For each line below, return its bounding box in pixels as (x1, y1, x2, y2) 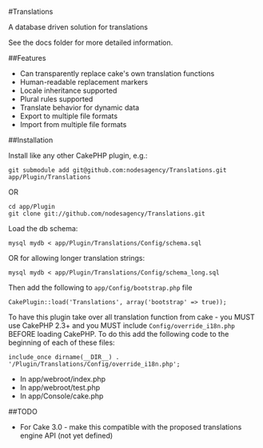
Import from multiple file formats (19, 120, 127, 129)
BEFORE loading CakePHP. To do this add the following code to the (8, 330, 229, 338)
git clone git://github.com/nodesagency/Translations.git (8, 210, 205, 218)
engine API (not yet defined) (19, 431, 114, 440)
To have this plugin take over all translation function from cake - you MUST (8, 312, 255, 322)
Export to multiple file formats (19, 111, 118, 121)
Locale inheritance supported (19, 86, 118, 95)
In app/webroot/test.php (19, 383, 101, 392)
